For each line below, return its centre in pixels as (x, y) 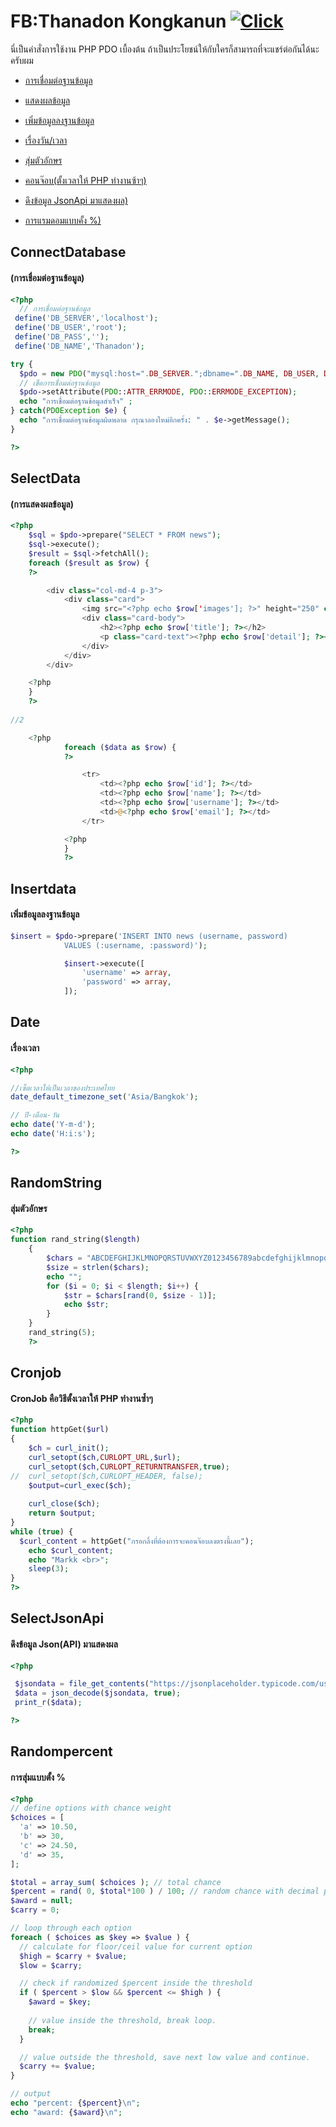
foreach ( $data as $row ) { (120, 747)
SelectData (45, 478)
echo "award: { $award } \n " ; (66, 2112)
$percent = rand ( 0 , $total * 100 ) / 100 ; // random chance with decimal (165, 1891)
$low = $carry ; (51, 1965)
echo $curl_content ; (71, 1550)
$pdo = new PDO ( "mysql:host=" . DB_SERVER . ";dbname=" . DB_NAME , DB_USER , (169, 373)
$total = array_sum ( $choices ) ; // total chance (116, 1882)
